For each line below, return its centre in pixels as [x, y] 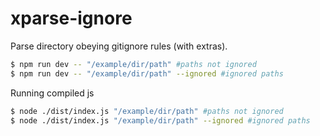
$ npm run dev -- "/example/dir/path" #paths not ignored [133, 64]
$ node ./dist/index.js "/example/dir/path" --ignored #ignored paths [160, 120]
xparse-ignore [71, 18]
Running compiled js [52, 93]
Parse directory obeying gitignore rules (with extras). [119, 46]
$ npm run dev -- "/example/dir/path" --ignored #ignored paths [147, 73]
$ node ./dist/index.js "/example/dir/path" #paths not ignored [147, 111]
